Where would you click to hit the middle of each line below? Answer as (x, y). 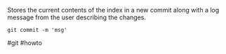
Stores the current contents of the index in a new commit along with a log (113, 10)
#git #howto (25, 43)
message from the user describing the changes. (77, 17)
